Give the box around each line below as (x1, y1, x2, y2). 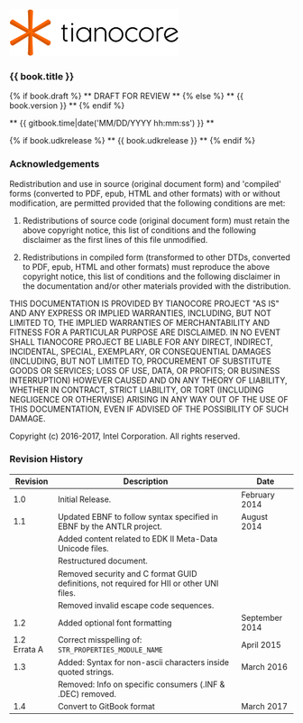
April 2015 (241, 639, 281, 650)
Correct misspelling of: (57, 635, 142, 645)
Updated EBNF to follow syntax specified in (57, 511, 218, 522)
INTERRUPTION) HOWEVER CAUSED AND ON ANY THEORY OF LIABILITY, (9, 375, 288, 385)
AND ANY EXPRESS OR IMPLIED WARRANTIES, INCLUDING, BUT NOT (9, 307, 272, 319)
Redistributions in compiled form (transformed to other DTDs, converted (22, 252, 290, 263)
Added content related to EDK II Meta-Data (57, 533, 218, 544)
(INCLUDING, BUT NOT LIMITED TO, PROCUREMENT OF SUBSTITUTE (9, 356, 272, 366)
